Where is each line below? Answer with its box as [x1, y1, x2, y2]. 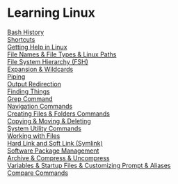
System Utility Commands [7, 124, 82, 132]
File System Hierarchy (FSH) [7, 57, 89, 66]
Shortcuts [7, 35, 35, 43]
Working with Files [7, 131, 60, 140]
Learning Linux [7, 5, 95, 21]
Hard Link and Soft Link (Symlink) [7, 139, 103, 147]
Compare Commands [7, 169, 68, 177]
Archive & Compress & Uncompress [7, 153, 110, 162]
